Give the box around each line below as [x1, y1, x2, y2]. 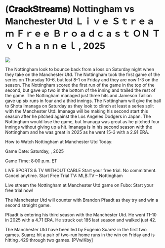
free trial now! [5, 187, 34, 193]
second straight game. [5, 202, 51, 208]
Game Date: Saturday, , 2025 [5, 148, 64, 154]
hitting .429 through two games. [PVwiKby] [5, 237, 93, 243]
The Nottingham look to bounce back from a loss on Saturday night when [5, 66, 155, 72]
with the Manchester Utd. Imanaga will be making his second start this [5, 108, 148, 114]
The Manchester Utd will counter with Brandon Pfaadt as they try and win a [5, 197, 159, 203]
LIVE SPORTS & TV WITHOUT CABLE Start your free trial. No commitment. [5, 167, 157, 173]
